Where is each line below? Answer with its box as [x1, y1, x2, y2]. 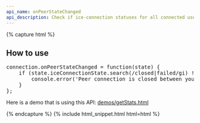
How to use [6, 48, 49, 58]
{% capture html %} [6, 30, 55, 38]
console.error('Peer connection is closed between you [31, 76, 195, 82]
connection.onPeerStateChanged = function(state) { [6, 64, 161, 70]
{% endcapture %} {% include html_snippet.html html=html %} [6, 110, 160, 118]
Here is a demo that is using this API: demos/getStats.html [6, 99, 149, 106]
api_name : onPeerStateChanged [6, 8, 82, 15]
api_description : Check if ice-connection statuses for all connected [6, 14, 185, 20]
